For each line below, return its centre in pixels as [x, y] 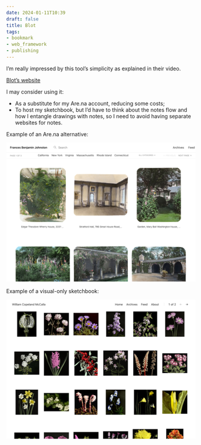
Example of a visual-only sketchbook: [52, 291]
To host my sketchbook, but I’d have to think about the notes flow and [101, 110]
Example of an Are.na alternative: [47, 134]
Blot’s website [23, 80]
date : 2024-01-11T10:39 [36, 13]
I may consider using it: [35, 92]
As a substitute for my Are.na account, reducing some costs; [90, 103]
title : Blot [21, 25]
